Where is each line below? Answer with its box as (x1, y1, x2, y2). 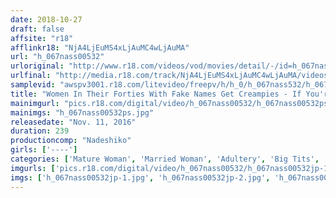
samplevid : (10, 80, 56, 90)
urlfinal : (10, 71, 52, 81)
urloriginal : (10, 61, 65, 71)
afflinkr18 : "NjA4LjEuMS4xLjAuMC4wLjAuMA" (10, 42, 190, 53)
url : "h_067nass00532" (10, 52, 105, 62)
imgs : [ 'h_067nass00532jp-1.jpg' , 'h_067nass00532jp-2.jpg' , (10, 172, 271, 183)
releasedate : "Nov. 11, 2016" (10, 117, 137, 127)
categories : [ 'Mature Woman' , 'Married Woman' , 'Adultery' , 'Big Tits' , (10, 154, 320, 164)
